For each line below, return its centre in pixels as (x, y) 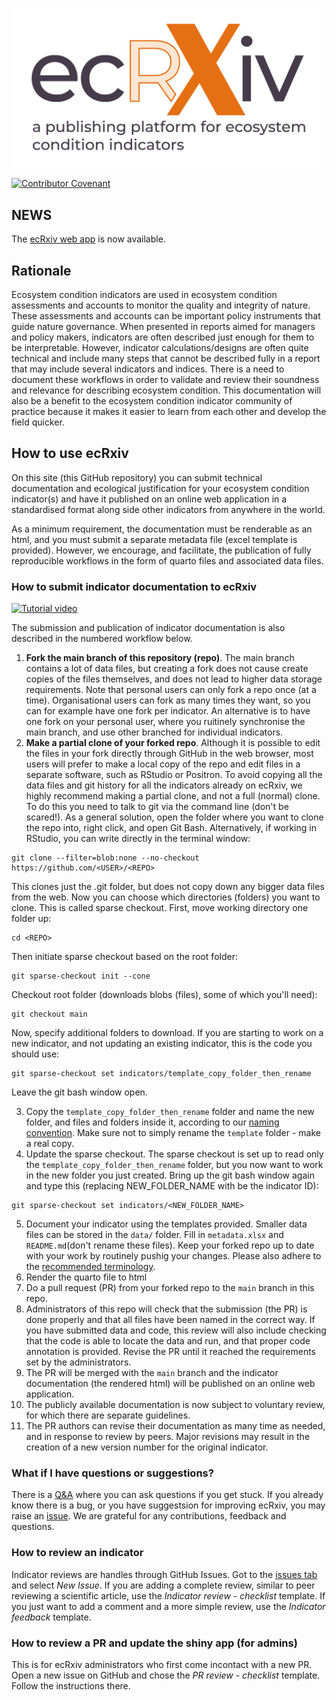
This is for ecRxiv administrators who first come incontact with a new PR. (162, 1665)
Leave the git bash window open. (79, 1092)
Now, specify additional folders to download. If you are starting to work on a (167, 1033)
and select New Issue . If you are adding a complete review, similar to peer (163, 1585)
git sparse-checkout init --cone (81, 976)
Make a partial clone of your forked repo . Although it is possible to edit (173, 743)
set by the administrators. (78, 1362)
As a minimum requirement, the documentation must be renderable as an (162, 529)
